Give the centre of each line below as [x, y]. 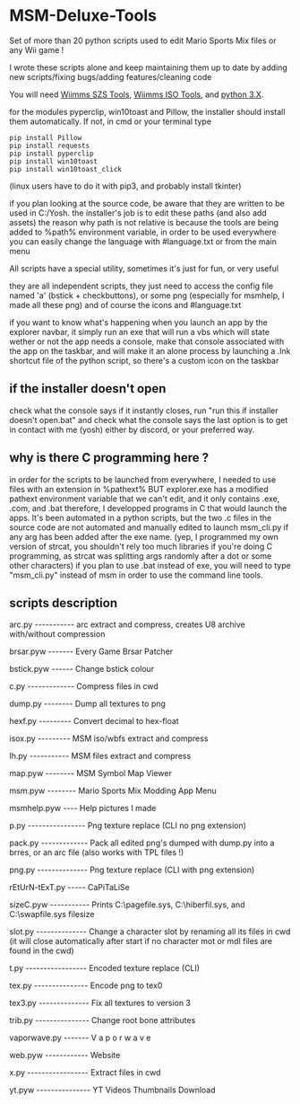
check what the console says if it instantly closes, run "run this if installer [144, 411]
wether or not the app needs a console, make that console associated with [147, 341]
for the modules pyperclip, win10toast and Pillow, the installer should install [147, 111]
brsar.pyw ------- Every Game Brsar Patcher [91, 651]
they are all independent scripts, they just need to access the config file [141, 286]
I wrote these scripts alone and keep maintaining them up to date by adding [149, 67]
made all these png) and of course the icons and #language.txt [125, 305]
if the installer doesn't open [88, 389]
